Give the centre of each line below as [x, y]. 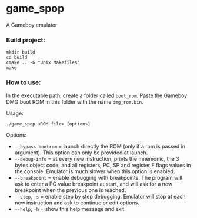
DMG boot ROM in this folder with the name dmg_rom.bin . [75, 101]
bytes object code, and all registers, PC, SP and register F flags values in [103, 165]
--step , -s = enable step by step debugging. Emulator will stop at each [100, 196]
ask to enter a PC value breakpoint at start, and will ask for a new [93, 184]
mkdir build [21, 52]
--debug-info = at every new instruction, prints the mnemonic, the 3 [97, 158]
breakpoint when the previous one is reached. [70, 190]
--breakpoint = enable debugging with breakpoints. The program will [98, 177]
